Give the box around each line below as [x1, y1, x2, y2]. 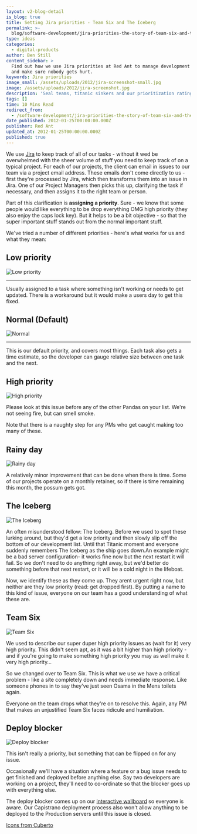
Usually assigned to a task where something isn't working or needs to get [6, 285, 184, 292]
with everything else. [6, 786, 57, 793]
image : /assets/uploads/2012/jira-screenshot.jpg [6, 85, 130, 91]
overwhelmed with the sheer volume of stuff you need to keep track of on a [6, 156, 189, 163]
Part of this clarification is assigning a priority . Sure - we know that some [6, 199, 184, 206]
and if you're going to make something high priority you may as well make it [6, 652, 189, 659]
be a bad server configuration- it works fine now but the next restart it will [6, 553, 185, 560]
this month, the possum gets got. [6, 484, 86, 491]
